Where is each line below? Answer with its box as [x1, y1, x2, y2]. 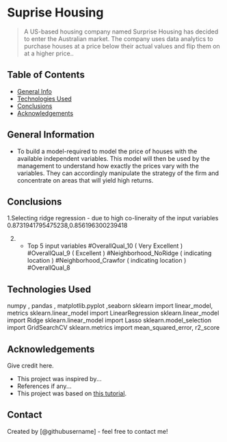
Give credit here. [7, 361, 54, 369]
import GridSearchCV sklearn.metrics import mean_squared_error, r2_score [7, 324, 220, 332]
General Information [7, 129, 95, 141]
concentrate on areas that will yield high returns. [16, 176, 154, 184]
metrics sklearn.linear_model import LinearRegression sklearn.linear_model [7, 309, 219, 317]
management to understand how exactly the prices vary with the [16, 161, 200, 170]
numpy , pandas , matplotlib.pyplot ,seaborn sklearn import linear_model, [7, 302, 213, 310]
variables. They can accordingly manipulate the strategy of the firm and [16, 169, 219, 177]
